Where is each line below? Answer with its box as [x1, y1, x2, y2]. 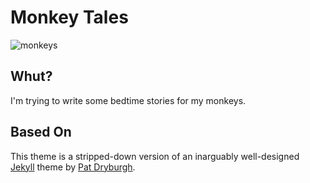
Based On [10, 124, 72, 141]
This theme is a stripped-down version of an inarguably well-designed [10, 150, 300, 162]
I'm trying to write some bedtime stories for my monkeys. [10, 94, 247, 106]
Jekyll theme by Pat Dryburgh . [10, 161, 136, 173]
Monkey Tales [10, 6, 129, 29]
